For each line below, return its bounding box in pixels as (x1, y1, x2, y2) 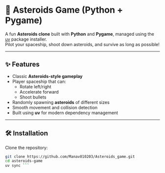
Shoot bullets (19, 94, 47, 100)
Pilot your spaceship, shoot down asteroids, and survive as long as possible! (5, 41, 160, 47)
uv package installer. (5, 36, 47, 42)
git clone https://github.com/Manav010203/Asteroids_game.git (5, 154, 135, 159)
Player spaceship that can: (12, 78, 66, 84)
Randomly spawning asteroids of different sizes (12, 99, 110, 105)
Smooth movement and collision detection (12, 104, 98, 110)
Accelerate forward (19, 89, 59, 95)
